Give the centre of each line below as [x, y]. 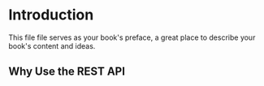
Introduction [51, 15]
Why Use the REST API [67, 72]
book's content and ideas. [52, 45]
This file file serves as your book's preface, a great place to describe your [132, 37]
